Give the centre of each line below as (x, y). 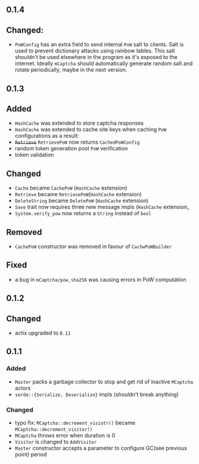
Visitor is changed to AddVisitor (56, 442)
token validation (34, 155)
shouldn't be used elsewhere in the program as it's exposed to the (96, 57)
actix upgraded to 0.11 (43, 333)
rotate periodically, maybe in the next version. (71, 70)
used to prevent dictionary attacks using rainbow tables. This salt (95, 51)
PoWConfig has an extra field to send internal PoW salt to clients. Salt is (99, 45)
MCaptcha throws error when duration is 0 (65, 435)
